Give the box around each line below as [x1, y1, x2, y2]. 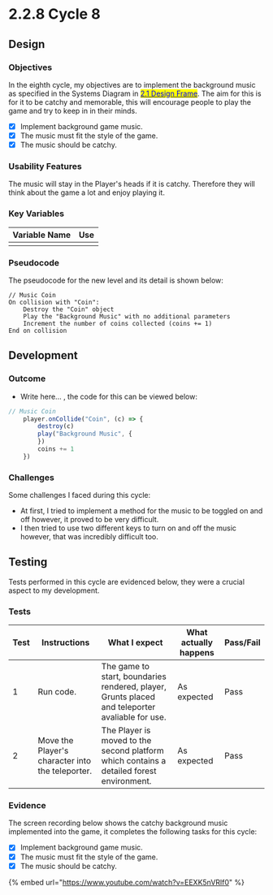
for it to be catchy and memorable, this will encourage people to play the [8, 97, 252, 106]
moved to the [101, 735, 152, 746]
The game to [101, 661, 150, 672]
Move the [37, 735, 74, 746]
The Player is [101, 724, 151, 736]
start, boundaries [101, 671, 167, 682]
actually [180, 637, 214, 648]
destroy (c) [37, 422, 75, 430]
